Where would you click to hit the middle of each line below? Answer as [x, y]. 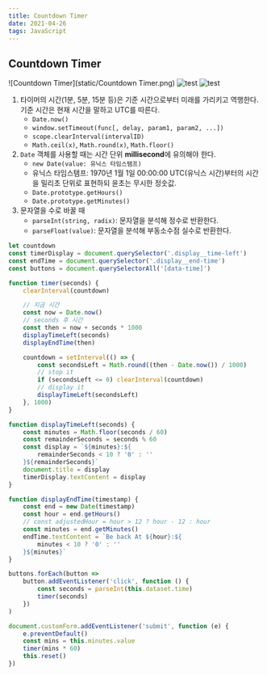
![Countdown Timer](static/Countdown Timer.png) [92, 83]
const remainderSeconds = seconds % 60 [90, 440]
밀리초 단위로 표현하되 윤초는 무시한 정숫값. [108, 184]
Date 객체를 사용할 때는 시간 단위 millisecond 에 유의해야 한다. [118, 154]
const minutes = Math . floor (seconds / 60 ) [95, 432]
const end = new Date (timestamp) [79, 507]
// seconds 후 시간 [53, 320]
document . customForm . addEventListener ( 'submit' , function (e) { [119, 626]
